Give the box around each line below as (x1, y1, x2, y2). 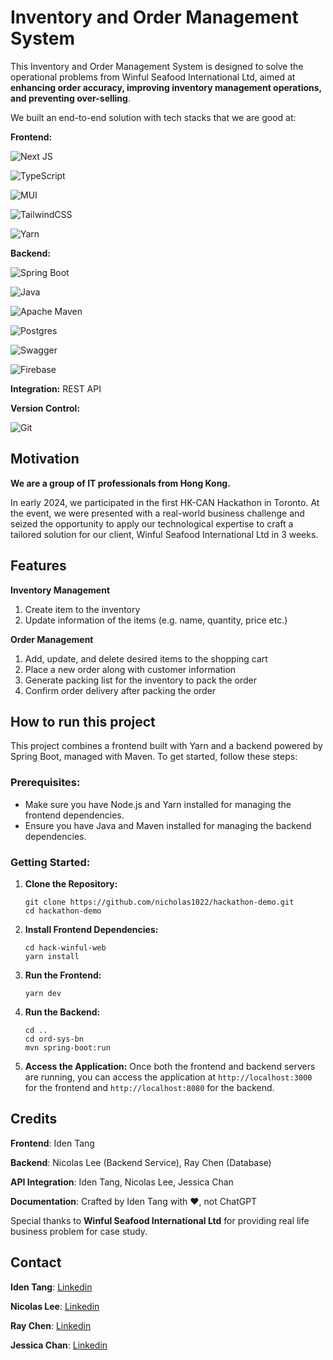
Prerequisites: (10, 776, 81, 790)
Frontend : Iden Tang (10, 1137, 95, 1149)
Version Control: (10, 402, 81, 414)
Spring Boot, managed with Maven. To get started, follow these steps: (10, 751, 298, 763)
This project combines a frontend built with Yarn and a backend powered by (10, 740, 323, 752)
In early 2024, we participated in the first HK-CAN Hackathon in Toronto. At (10, 496, 320, 508)
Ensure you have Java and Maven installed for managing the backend (24, 819, 312, 831)
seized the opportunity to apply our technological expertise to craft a (10, 517, 294, 530)
